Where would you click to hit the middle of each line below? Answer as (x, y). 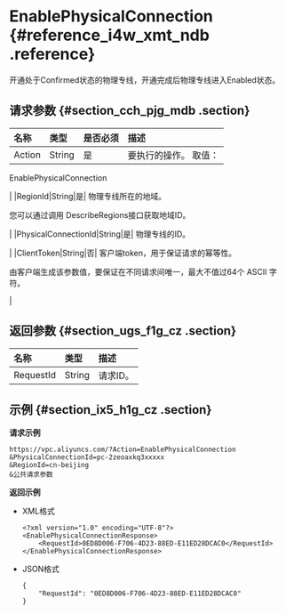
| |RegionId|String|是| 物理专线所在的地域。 (88, 196)
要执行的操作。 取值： (173, 155)
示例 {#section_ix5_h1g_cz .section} (111, 410)
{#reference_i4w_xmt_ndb (110, 35)
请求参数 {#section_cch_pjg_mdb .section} (130, 111)
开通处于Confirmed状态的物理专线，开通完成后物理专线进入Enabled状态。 (145, 80)
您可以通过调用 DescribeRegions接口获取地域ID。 (100, 214)
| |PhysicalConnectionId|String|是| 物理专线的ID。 (100, 234)
